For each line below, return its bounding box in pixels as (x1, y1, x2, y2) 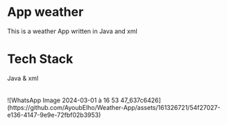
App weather (7, 4, 84, 20)
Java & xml (7, 74, 39, 82)
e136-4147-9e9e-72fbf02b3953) (7, 110, 101, 119)
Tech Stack (7, 51, 74, 67)
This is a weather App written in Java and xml (7, 27, 137, 35)
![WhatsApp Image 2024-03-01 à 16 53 (7, 96, 119, 104)
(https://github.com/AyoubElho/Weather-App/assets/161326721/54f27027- (7, 103, 221, 111)
